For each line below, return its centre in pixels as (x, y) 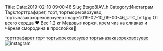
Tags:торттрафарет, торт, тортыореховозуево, (54, 12)
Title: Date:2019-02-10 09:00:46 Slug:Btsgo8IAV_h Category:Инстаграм (79, 7)
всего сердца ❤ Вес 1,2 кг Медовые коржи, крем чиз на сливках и (76, 23)
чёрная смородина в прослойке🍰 (41, 28)
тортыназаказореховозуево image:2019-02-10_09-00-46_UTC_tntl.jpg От (81, 18)
